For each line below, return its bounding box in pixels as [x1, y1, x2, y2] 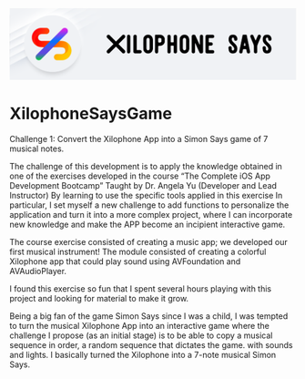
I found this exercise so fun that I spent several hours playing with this [9, 283, 271, 294]
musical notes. [9, 143, 65, 154]
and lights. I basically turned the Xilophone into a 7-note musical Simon [9, 350, 277, 361]
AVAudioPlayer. [9, 266, 66, 277]
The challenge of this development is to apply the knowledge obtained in [9, 161, 282, 172]
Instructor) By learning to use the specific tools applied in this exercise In [9, 190, 283, 201]
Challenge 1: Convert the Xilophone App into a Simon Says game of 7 [9, 134, 269, 145]
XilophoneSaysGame [9, 104, 173, 124]
